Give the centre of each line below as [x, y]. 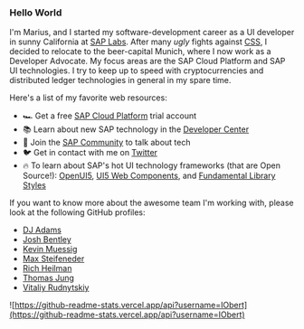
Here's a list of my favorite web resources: [88, 98]
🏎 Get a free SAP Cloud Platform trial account [109, 116]
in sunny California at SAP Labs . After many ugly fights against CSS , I [138, 42]
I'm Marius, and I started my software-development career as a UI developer [152, 33]
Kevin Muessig [50, 249]
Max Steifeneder [53, 258]
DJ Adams [42, 230]
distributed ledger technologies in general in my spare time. [120, 80]
